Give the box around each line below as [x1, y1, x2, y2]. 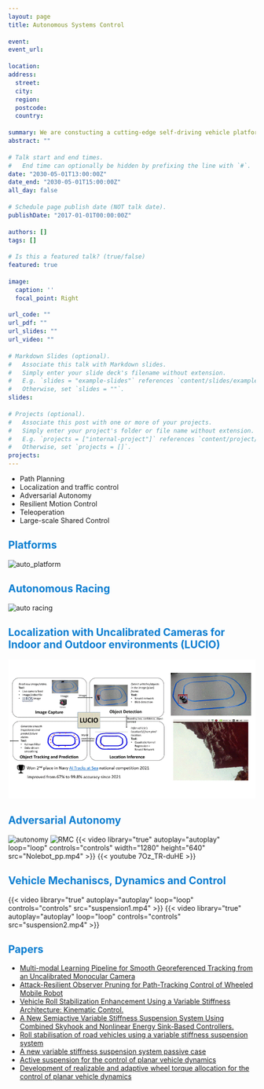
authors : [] [8, 228, 47, 236]
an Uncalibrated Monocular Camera [19, 972, 136, 981]
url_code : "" [8, 311, 51, 319]
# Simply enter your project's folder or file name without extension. [8, 426, 255, 435]
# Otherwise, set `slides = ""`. [8, 386, 125, 393]
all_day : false [8, 187, 58, 195]
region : [15, 95, 41, 104]
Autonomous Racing [8, 582, 111, 596]
